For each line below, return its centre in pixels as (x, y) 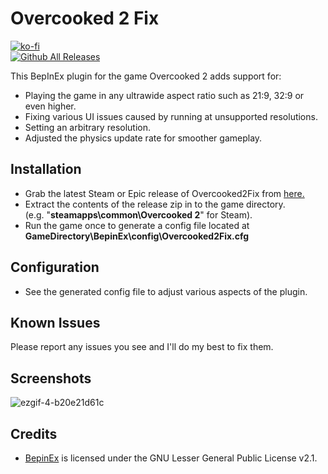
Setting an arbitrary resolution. (88, 127)
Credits (34, 433)
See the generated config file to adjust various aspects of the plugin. (166, 291)
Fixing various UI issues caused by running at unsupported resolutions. (171, 116)
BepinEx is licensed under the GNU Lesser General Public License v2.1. (171, 458)
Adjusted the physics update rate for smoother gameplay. (143, 138)
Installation (46, 169)
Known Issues (55, 322)
